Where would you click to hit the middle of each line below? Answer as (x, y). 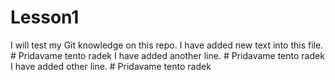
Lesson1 (45, 17)
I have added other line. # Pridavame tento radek (111, 66)
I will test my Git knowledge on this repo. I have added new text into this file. (167, 45)
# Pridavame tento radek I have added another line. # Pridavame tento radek (167, 55)
